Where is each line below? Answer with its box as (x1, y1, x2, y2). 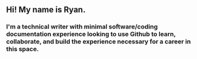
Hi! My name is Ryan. (6, 5, 86, 15)
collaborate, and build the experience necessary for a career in (6, 38, 191, 46)
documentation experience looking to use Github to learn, (6, 30, 176, 38)
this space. (6, 45, 39, 53)
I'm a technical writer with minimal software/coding (6, 23, 158, 31)
